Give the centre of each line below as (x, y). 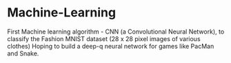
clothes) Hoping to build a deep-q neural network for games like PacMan (111, 46)
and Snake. (23, 53)
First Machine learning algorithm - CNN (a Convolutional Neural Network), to (116, 32)
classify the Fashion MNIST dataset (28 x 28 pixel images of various (104, 38)
